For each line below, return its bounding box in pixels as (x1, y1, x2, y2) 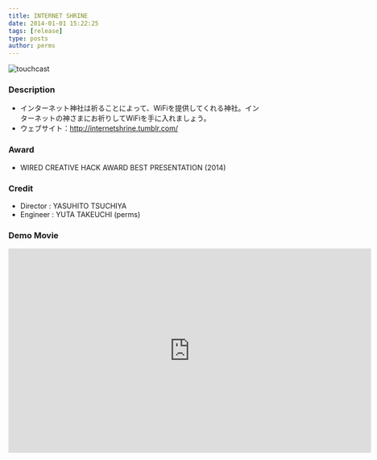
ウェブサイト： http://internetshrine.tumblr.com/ (19, 123, 179, 133)
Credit (8, 182, 34, 194)
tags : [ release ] (8, 27, 63, 35)
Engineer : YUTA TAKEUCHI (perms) (19, 210, 141, 220)
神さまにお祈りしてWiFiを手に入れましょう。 (62, 114, 211, 123)
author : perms (8, 42, 56, 50)
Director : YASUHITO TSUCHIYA (19, 201, 127, 211)
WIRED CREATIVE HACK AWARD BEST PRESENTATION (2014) (19, 162, 226, 172)
